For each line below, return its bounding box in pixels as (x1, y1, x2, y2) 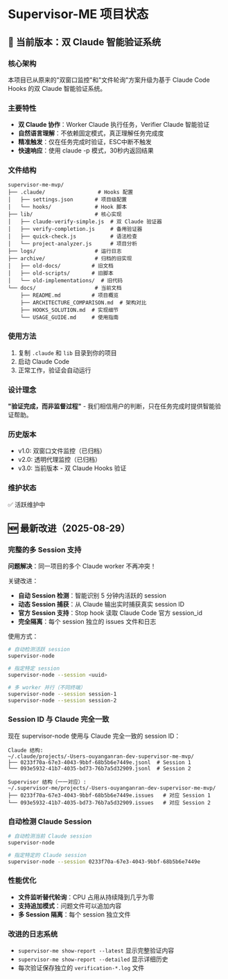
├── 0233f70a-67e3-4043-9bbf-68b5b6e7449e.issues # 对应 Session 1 (8, 792, 211, 799)
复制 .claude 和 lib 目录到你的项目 (17, 348, 117, 357)
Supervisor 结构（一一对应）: (8, 778, 87, 786)
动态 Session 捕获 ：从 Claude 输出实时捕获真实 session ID (17, 600, 185, 609)
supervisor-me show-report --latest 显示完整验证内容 (17, 946, 175, 955)
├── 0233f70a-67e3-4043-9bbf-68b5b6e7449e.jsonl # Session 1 (8, 759, 191, 766)
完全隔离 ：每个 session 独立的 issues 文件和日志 (17, 618, 157, 626)
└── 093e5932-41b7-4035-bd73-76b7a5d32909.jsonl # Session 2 (8, 765, 191, 772)
